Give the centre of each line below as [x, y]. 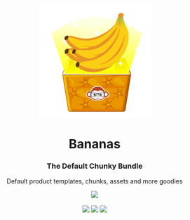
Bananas [95, 144]
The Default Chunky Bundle [95, 166]
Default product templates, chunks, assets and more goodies [95, 181]
